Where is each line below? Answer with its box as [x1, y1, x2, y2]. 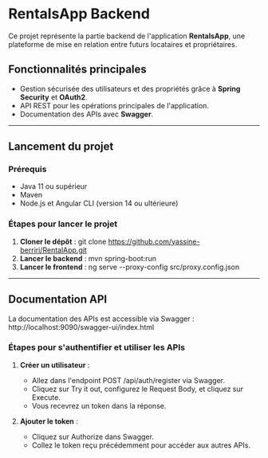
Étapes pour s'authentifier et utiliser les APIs [8, 342, 186, 353]
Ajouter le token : [19, 416, 78, 426]
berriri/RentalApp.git [19, 245, 88, 255]
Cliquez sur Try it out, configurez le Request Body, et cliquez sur [31, 384, 244, 393]
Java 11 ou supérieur [19, 182, 88, 191]
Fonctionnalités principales [8, 63, 148, 76]
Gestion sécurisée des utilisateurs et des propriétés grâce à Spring [19, 84, 241, 93]
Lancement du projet [8, 140, 114, 154]
